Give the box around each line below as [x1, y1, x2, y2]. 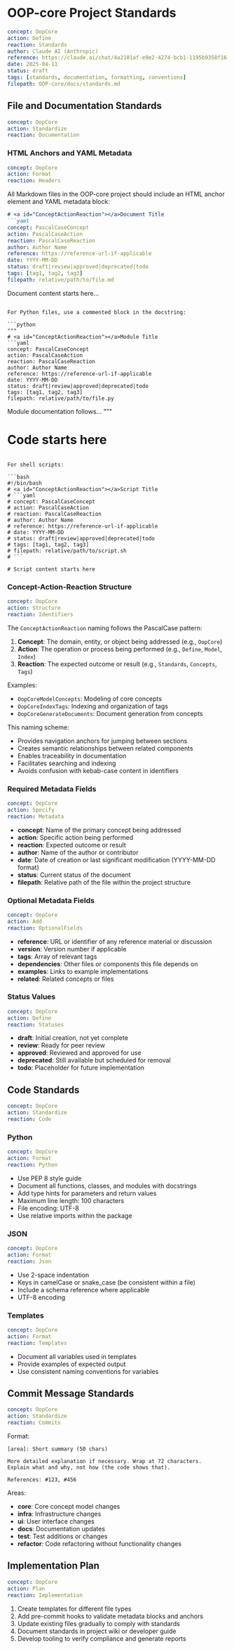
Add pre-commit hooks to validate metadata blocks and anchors [17, 1611, 204, 1620]
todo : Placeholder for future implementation [17, 1063, 145, 1072]
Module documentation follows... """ [7, 407, 112, 415]
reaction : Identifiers [7, 611, 74, 618]
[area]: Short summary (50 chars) [7, 1446, 109, 1453]
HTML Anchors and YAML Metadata [7, 148, 132, 158]
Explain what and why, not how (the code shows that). [7, 1464, 171, 1472]
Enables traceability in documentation [17, 751, 127, 760]
